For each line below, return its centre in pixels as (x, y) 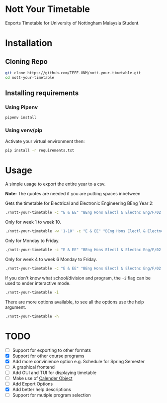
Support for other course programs (48, 356)
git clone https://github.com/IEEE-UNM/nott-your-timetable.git (73, 73)
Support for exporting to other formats (51, 350)
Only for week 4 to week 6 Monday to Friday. (51, 259)
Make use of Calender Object (42, 378)
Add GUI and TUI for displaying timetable (54, 373)
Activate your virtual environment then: (45, 141)
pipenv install (21, 118)
